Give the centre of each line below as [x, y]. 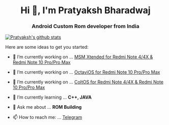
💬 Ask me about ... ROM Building [47, 107]
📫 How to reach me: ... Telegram [47, 117]
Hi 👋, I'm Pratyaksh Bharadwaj [86, 10]
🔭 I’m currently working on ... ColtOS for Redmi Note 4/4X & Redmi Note [88, 82]
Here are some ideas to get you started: [47, 47]
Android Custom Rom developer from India [86, 26]
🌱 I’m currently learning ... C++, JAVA [52, 97]
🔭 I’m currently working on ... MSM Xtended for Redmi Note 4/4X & [83, 57]
